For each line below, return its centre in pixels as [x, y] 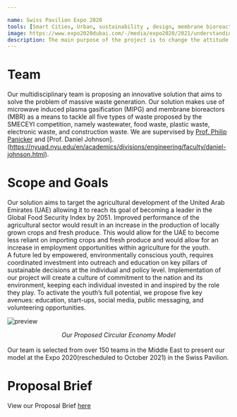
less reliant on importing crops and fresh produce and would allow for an [113, 240]
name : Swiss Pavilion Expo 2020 [55, 20]
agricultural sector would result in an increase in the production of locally [114, 225]
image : [17, 33]
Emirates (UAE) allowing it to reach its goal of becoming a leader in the [110, 210]
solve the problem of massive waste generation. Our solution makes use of [116, 102]
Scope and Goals [58, 183]
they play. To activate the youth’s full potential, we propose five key [105, 293]
